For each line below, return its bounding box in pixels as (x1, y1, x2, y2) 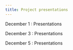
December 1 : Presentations (5, 21, 62, 27)
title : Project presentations (5, 7, 68, 12)
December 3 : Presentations (5, 30, 63, 36)
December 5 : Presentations (5, 40, 63, 46)
